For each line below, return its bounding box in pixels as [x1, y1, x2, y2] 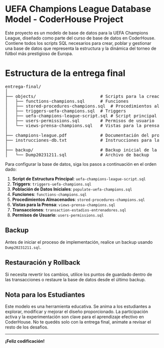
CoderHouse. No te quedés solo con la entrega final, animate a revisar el [5, 319, 151, 325]
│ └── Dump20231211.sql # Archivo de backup [5, 152, 150, 157]
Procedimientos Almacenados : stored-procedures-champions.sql [12, 196, 145, 202]
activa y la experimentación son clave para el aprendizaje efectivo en [5, 314, 144, 320]
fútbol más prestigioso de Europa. [5, 50, 73, 57]
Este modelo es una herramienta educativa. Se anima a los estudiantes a [5, 304, 151, 309]
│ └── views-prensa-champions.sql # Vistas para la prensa [5, 123, 160, 128]
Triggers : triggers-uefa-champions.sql [12, 181, 92, 187]
